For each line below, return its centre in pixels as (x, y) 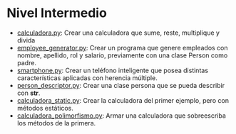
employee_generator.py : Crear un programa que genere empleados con (123, 48)
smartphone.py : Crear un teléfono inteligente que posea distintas (112, 70)
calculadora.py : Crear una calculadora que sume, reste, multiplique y (118, 33)
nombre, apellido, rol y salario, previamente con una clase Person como (122, 55)
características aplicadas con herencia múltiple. (87, 78)
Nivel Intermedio (57, 13)
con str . (29, 93)
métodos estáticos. (45, 108)
